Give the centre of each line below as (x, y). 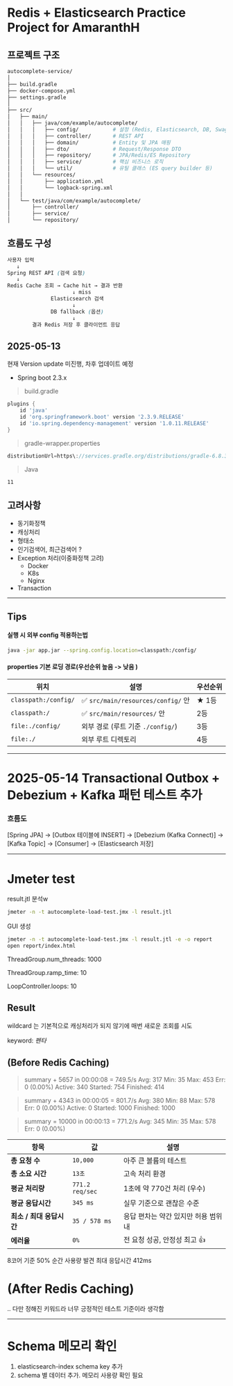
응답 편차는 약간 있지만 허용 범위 (173, 1216)
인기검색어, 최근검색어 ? (49, 549)
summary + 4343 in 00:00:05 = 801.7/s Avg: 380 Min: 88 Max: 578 (120, 1100)
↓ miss (82, 292)
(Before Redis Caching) (58, 1063)
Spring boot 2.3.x (42, 378)
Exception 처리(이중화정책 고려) (60, 558)
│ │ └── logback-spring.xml (60, 188)
